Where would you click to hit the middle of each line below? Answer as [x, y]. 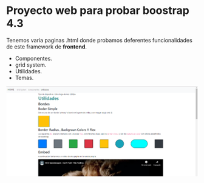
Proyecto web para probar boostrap [98, 11]
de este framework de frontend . [46, 47]
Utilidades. [29, 71]
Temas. [24, 78]
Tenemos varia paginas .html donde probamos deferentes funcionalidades [99, 40]
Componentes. [34, 58]
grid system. [31, 65]
